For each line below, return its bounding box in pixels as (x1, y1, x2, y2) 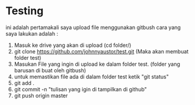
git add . (14, 79, 35, 87)
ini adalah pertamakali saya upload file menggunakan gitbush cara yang (5, 24, 181, 31)
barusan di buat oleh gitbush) (14, 66, 87, 74)
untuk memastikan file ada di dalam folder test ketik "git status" (14, 73, 170, 80)
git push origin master (14, 92, 68, 99)
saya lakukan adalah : (5, 30, 59, 37)
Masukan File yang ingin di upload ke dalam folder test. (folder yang (14, 61, 180, 68)
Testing (5, 4, 44, 18)
